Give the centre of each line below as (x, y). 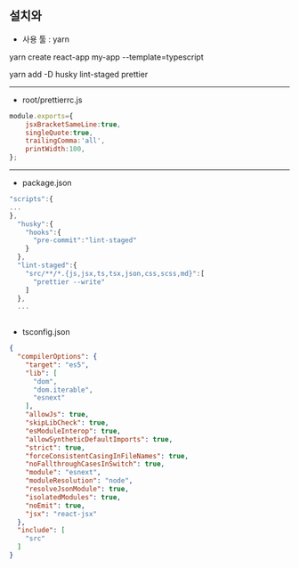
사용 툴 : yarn (45, 39)
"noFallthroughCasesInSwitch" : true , (95, 464)
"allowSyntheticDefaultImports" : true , (99, 439)
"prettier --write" (69, 282)
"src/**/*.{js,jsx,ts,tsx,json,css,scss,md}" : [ (115, 273)
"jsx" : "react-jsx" (61, 514)
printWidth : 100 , (56, 150)
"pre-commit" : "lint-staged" (85, 240)
